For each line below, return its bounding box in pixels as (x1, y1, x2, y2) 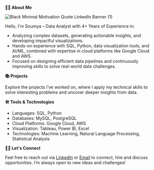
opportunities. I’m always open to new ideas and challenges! (5, 160, 126, 165)
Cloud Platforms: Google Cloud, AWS (12, 121, 86, 126)
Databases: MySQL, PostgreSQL (12, 115, 77, 121)
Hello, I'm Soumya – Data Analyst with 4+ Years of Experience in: (5, 23, 135, 29)
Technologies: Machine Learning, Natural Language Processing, (12, 131, 140, 136)
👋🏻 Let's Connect (5, 145, 41, 151)
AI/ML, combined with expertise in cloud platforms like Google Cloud (12, 48, 150, 54)
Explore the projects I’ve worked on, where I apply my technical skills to (5, 85, 148, 90)
